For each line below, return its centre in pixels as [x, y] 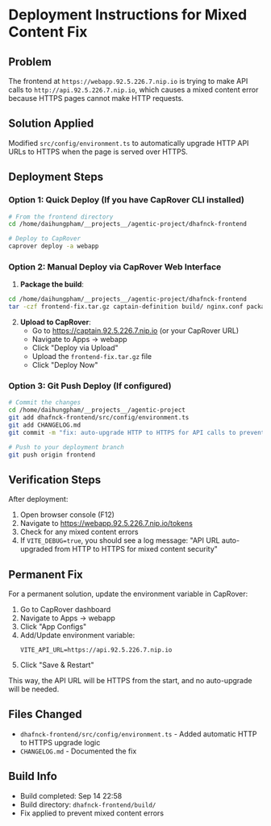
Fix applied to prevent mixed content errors [92, 813]
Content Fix [48, 32]
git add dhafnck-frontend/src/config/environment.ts [99, 418]
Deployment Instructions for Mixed [128, 15]
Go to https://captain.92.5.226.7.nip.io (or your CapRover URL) [135, 331]
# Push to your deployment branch [67, 447]
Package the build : [52, 285]
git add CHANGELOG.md [45, 425]
